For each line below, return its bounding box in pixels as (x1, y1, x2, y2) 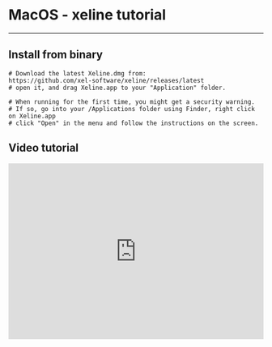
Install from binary (8, 48, 104, 62)
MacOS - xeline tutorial (8, 6, 167, 24)
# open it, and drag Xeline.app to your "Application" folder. (8, 84, 227, 92)
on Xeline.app (8, 112, 57, 120)
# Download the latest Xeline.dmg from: (8, 69, 147, 78)
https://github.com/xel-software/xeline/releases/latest (8, 76, 205, 84)
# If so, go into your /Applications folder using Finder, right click (8, 105, 255, 113)
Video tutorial (8, 141, 79, 155)
